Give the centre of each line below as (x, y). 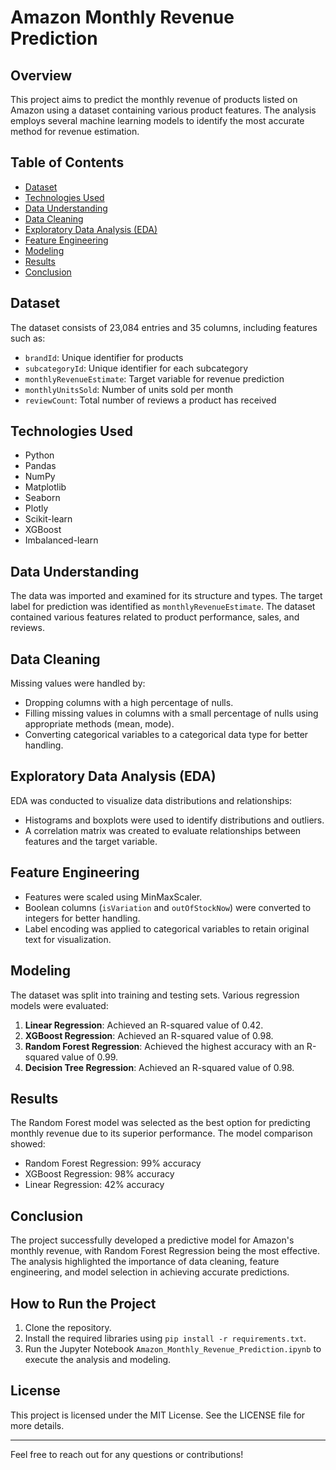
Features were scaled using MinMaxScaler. (113, 897)
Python (39, 455)
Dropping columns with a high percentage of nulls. (129, 703)
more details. (37, 1425)
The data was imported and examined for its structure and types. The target (166, 596)
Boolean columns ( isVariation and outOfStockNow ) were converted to (168, 907)
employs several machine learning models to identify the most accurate (157, 120)
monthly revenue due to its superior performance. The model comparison (161, 1133)
